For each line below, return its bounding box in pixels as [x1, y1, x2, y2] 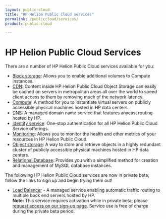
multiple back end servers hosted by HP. [12, 192, 96, 199]
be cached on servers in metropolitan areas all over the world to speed [12, 89, 157, 95]
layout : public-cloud [5, 7, 50, 12]
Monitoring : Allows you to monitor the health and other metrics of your [12, 131, 156, 137]
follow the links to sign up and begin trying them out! [5, 177, 112, 184]
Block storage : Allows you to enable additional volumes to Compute [12, 73, 150, 79]
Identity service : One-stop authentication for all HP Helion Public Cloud [12, 120, 158, 127]
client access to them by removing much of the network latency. [12, 94, 144, 100]
